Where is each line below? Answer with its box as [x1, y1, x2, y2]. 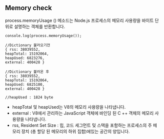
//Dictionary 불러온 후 [5, 69, 49, 74]
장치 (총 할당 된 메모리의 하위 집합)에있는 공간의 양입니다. [21, 128, 130, 134]
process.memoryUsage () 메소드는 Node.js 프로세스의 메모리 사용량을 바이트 [5, 17, 154, 23]
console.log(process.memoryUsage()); [5, 33, 82, 38]
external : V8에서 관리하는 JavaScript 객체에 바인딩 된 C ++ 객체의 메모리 [12, 110, 154, 116]
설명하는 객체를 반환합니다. [14, 23, 65, 29]
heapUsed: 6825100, [5, 82, 45, 87]
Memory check [5, 4, 52, 12]
